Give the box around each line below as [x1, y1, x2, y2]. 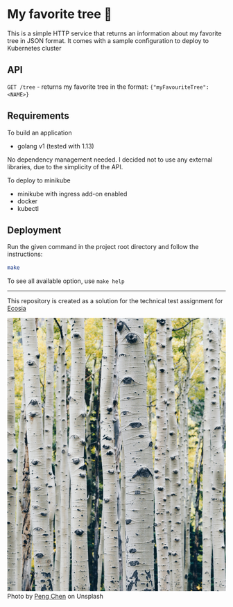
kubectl [17, 204, 40, 212]
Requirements [7, 110, 69, 122]
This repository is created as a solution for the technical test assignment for [7, 297, 223, 305]
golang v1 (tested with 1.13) [17, 142, 95, 150]
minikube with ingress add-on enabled [17, 189, 128, 198]
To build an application [7, 128, 72, 137]
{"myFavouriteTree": [150, 83, 209, 91]
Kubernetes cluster [7, 44, 62, 52]
